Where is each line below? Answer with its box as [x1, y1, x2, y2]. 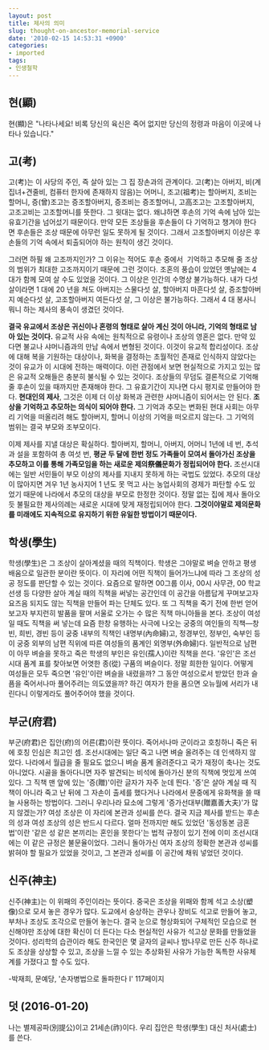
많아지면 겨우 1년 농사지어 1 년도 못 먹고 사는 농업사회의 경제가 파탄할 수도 [16, 480, 247, 489]
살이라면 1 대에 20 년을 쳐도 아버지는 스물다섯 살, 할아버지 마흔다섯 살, [8, 284, 227, 294]
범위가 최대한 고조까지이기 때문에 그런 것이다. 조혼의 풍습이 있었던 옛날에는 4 [16, 264, 257, 274]
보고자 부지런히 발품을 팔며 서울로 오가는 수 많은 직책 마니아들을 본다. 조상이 [8, 608, 247, 619]
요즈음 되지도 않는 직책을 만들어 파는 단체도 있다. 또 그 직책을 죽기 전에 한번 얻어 [8, 599, 259, 608]
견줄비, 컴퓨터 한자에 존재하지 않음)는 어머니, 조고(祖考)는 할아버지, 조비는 [26, 187, 258, 197]
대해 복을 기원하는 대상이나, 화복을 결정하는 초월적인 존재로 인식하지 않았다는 [16, 352, 257, 362]
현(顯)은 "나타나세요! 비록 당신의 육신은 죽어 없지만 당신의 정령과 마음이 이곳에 [8, 118, 253, 129]
